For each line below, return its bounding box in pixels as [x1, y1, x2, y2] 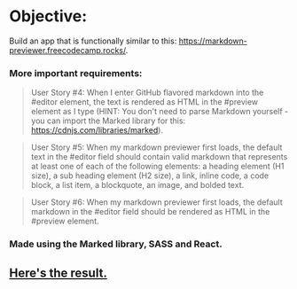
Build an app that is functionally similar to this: [9, 35, 177, 46]
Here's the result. [9, 265, 108, 280]
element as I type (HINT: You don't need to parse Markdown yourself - [30, 106, 289, 117]
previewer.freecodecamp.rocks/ [9, 44, 126, 55]
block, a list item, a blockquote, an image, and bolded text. [30, 180, 245, 191]
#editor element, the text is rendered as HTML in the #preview [30, 97, 259, 107]
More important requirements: [9, 66, 143, 79]
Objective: [9, 6, 88, 27]
